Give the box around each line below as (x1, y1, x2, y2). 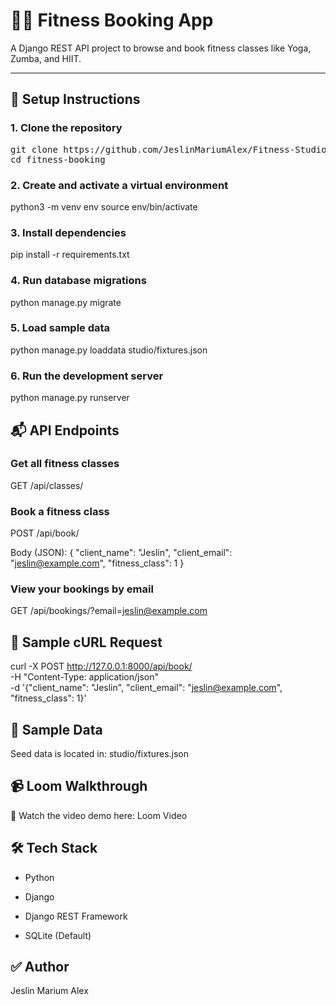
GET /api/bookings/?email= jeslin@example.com (10, 605, 208, 617)
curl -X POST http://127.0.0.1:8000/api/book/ (10, 660, 193, 673)
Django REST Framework (24, 910, 128, 922)
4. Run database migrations (10, 274, 147, 288)
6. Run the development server (10, 369, 164, 383)
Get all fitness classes (10, 457, 120, 471)
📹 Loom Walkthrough (10, 778, 148, 795)
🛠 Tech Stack (10, 840, 98, 857)
